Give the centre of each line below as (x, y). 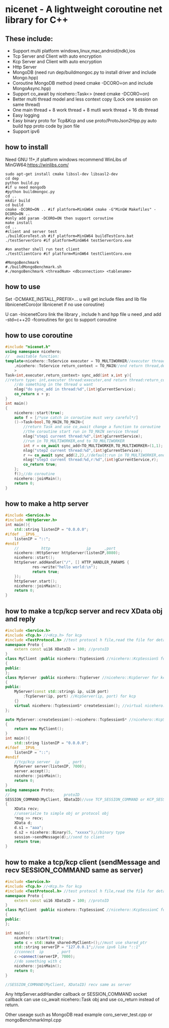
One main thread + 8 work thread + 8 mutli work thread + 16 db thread (85, 110)
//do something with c (38, 961)
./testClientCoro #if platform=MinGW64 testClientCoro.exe (68, 254)
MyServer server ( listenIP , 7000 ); (50, 767)
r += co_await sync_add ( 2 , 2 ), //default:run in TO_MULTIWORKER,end (94, 455)
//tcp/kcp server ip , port (48, 762)
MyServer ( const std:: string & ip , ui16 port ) (62, 692)
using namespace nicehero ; (33, 352)
